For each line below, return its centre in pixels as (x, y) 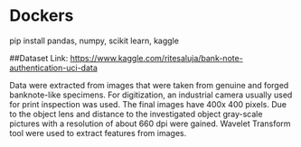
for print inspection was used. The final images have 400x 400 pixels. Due (148, 104)
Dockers (42, 16)
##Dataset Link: (39, 58)
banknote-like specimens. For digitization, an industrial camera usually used (151, 95)
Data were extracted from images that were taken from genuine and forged (149, 85)
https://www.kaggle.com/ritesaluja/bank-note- (157, 58)
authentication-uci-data (53, 68)
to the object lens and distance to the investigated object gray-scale (136, 114)
